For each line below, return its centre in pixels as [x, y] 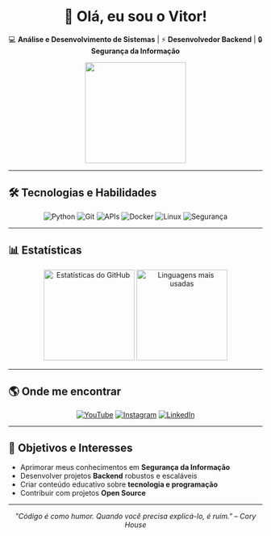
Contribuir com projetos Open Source [83, 493]
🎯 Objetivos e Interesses [71, 448]
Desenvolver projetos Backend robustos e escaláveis [108, 476]
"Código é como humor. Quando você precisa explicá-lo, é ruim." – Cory [135, 517]
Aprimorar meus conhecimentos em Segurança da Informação [125, 467]
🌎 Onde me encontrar [65, 391]
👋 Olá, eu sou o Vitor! [135, 17]
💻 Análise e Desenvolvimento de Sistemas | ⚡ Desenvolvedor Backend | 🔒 [135, 39]
